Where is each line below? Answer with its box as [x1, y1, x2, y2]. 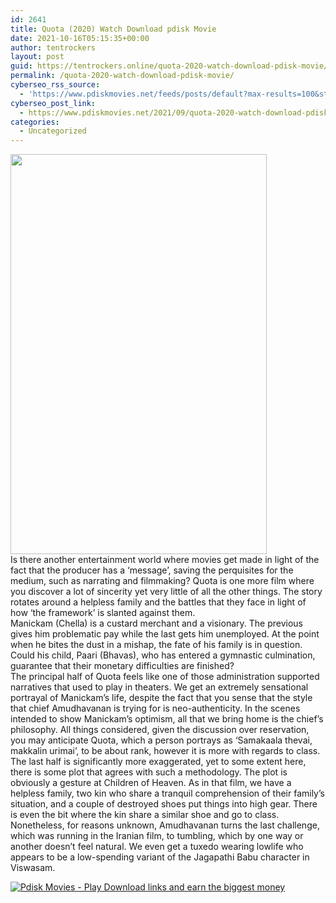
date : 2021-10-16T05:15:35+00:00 [10, 33, 150, 43]
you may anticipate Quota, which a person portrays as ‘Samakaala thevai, [10, 734, 313, 746]
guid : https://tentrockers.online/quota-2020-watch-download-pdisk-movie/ [10, 61, 329, 71]
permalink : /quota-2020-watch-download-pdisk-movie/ [10, 71, 235, 81]
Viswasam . [10, 862, 56, 874]
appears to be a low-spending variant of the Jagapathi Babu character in [10, 851, 310, 863]
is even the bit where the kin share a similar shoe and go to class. [10, 809, 280, 821]
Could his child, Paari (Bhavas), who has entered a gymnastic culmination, [10, 649, 316, 661]
